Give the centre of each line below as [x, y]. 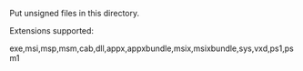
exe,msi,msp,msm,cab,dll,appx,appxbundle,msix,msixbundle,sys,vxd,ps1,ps [151, 48]
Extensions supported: [51, 30]
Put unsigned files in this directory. [74, 13]
